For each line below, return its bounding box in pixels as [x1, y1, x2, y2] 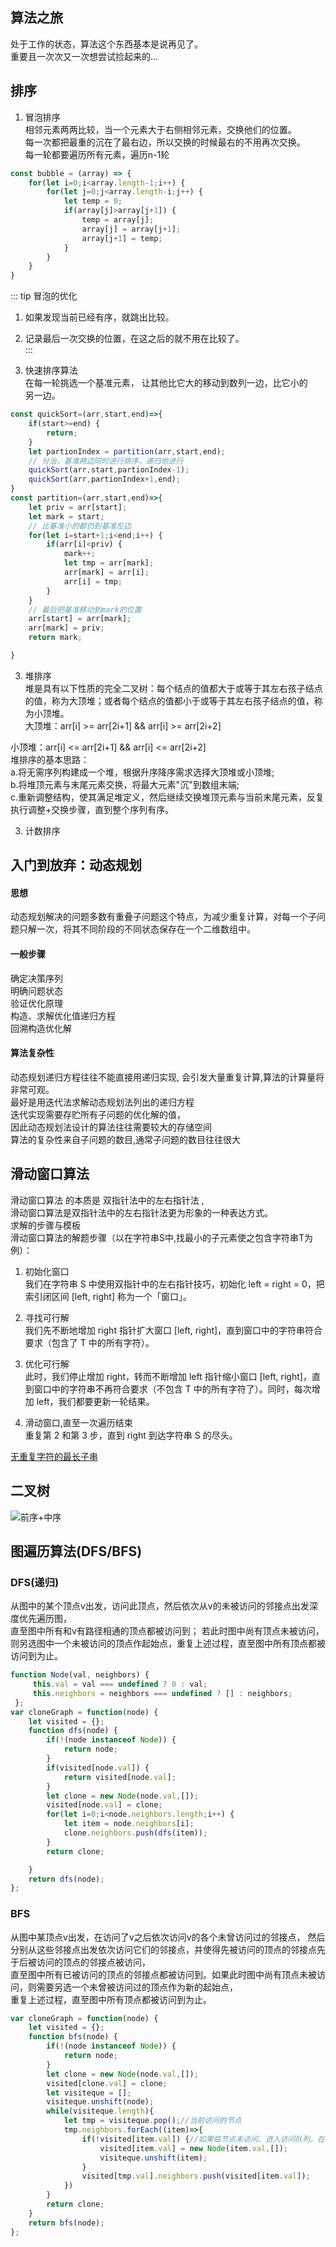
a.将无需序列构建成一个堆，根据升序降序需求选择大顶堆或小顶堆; [10, 766, 275, 778]
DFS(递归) [10, 1575, 60, 1589]
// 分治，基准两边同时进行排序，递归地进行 [28, 456, 184, 466]
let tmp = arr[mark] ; [63, 558, 155, 568]
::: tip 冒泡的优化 [10, 290, 78, 302]
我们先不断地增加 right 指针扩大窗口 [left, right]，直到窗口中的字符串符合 [24, 1324, 323, 1336]
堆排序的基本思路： [10, 753, 90, 765]
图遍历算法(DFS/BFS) [10, 1543, 143, 1560]
